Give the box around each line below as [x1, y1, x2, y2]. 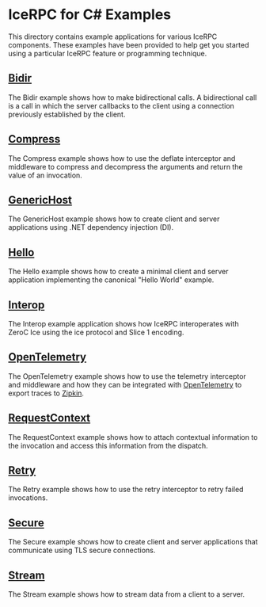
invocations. [8, 493, 48, 502]
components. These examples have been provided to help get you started [8, 40, 249, 49]
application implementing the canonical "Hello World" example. [8, 275, 215, 284]
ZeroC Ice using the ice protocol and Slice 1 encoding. [8, 327, 184, 337]
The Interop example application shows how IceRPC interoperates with [8, 319, 239, 328]
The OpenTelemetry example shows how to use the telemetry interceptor [8, 371, 247, 381]
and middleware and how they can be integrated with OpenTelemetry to [8, 380, 242, 389]
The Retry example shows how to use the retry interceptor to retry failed [8, 485, 244, 494]
